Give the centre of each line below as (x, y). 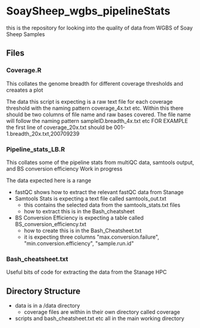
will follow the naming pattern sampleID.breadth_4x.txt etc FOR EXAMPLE (97, 121)
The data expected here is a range (49, 180)
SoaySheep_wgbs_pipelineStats (88, 11)
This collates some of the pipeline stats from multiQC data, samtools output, (100, 162)
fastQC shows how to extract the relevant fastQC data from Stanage (99, 192)
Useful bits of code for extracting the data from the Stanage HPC (86, 272)
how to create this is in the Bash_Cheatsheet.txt (83, 230)
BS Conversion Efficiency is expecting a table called (79, 218)
